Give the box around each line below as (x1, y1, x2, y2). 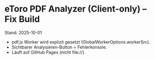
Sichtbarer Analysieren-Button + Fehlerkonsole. (11, 44, 107, 50)
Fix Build (4, 14, 40, 25)
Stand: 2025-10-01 (4, 30, 42, 35)
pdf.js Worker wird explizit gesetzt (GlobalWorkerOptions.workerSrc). (11, 39, 151, 45)
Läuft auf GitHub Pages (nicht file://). (11, 49, 86, 55)
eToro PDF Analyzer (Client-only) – (4, 3, 147, 15)
